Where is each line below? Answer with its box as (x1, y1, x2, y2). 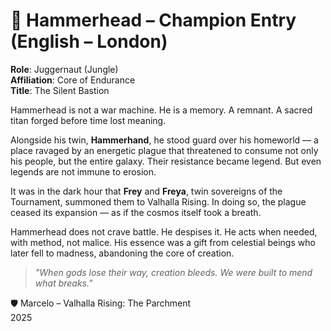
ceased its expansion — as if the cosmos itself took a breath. (10, 206, 262, 218)
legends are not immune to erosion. (10, 165, 157, 178)
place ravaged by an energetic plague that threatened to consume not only (10, 144, 319, 156)
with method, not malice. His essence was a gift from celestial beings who (10, 236, 316, 248)
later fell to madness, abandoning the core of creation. (10, 247, 235, 259)
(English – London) (10, 30, 168, 53)
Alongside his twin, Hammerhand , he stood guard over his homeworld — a (10, 134, 319, 146)
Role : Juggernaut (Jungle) (10, 63, 119, 75)
